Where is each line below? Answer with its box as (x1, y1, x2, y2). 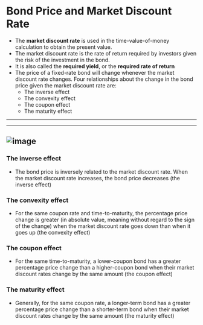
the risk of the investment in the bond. (14, 56, 110, 63)
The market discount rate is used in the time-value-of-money (14, 37, 170, 44)
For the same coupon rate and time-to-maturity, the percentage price (14, 209, 188, 216)
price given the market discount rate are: (14, 81, 117, 89)
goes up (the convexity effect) (14, 229, 91, 236)
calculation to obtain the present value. (14, 43, 112, 51)
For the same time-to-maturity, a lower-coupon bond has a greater (14, 257, 181, 265)
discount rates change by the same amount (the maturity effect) (14, 312, 175, 319)
